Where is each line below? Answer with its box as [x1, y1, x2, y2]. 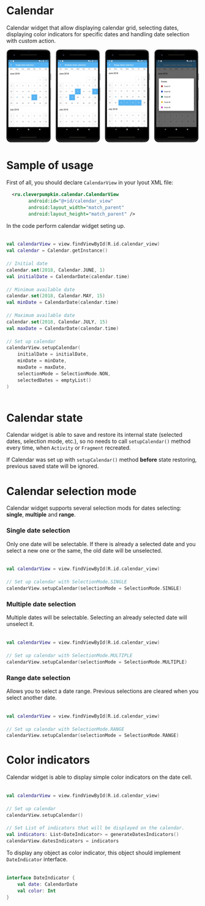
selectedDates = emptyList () [17, 377, 92, 383]
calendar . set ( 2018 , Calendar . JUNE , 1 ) [6, 267, 105, 273]
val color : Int [17, 888, 56, 894]
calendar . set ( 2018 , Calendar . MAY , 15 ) [6, 293, 105, 299]
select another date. [6, 693, 57, 701]
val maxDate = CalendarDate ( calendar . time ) [6, 325, 119, 332]
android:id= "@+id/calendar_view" [28, 198, 114, 204]
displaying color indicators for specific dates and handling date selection [6, 30, 190, 37]
